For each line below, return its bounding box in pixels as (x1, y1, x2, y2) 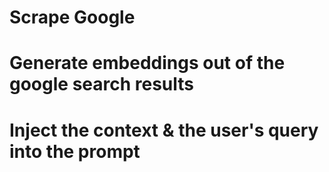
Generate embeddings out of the (9, 52, 286, 75)
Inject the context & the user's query (9, 119, 319, 141)
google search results (9, 73, 195, 96)
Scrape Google (9, 6, 136, 29)
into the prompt (9, 140, 141, 163)
